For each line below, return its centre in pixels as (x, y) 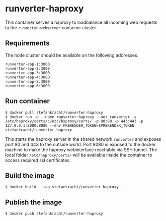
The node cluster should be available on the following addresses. (72, 55)
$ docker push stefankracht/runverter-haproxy (54, 214)
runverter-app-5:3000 (28, 82)
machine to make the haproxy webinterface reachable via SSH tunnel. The (81, 150)
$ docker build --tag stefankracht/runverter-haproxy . (64, 187)
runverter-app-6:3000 (28, 86)
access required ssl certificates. (38, 160)
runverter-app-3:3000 (28, 73)
